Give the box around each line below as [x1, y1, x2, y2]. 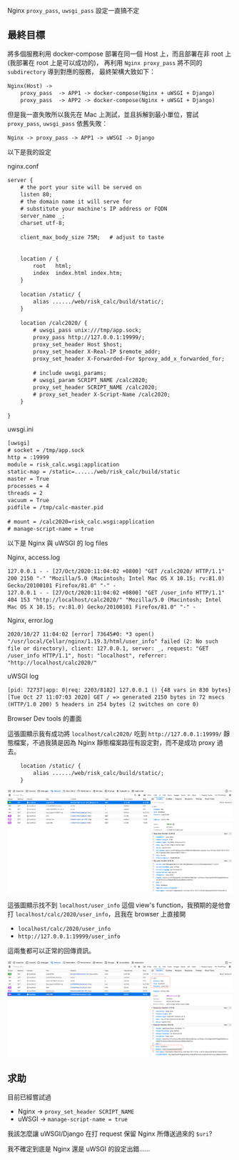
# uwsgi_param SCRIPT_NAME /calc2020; [33, 376, 148, 384]
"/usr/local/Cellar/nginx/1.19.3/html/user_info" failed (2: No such [7, 638, 219, 645]
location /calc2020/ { [20, 319, 88, 326]
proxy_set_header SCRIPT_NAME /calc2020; [33, 384, 158, 391]
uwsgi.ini [7, 424, 34, 434]
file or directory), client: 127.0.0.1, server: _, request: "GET [7, 645, 209, 652]
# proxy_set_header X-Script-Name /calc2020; [33, 391, 171, 398]
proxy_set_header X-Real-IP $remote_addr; [33, 348, 161, 355]
